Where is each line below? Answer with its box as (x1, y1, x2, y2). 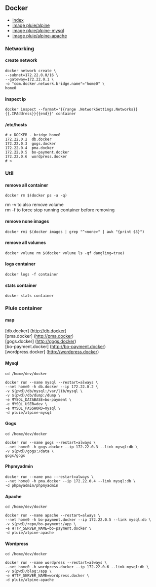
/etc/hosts (5, 121, 27, 127)
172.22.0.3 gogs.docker (5, 141, 56, 146)
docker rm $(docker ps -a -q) (5, 193, 68, 198)
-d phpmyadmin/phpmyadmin (5, 483, 58, 488)
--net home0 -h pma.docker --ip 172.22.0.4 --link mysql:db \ (5, 479, 136, 484)
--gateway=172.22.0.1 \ (5, 77, 54, 82)
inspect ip (5, 96, 26, 102)
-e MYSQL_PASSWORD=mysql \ (5, 406, 61, 411)
